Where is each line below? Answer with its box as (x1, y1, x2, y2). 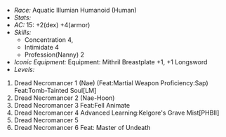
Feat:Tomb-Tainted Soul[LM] (13, 87, 97, 94)
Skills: (13, 28, 32, 36)
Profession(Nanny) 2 (24, 50, 85, 59)
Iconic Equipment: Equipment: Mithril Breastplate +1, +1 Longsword (13, 58, 208, 66)
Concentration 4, (24, 36, 74, 44)
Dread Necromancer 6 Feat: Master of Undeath (13, 124, 151, 131)
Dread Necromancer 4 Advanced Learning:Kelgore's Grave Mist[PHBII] (13, 108, 220, 117)
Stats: (13, 13, 32, 22)
